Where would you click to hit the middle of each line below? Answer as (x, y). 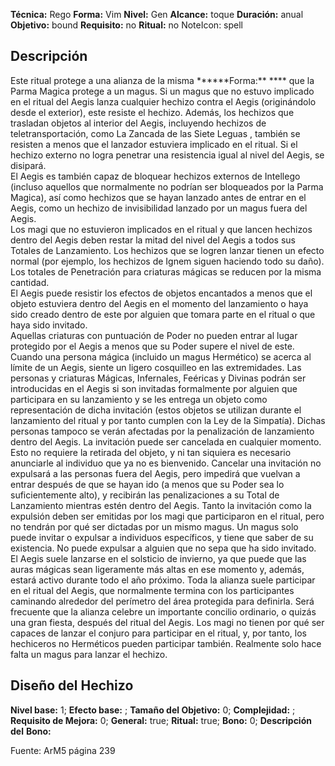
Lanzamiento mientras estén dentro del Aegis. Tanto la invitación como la (161, 505)
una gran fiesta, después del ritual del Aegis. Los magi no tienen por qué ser (167, 622)
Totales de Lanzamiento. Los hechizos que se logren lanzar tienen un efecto (167, 250)
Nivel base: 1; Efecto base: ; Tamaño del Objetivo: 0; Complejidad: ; (153, 710)
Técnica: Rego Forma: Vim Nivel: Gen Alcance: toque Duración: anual (157, 14)
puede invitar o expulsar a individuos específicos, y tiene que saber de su (162, 537)
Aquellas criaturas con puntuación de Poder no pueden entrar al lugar (154, 335)
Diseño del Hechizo (72, 685)
